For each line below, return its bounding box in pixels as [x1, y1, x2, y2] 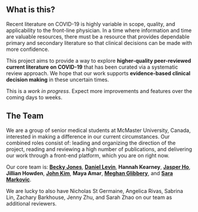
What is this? [6, 5, 56, 15]
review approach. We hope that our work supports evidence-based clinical [6, 69, 191, 76]
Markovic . [6, 176, 31, 183]
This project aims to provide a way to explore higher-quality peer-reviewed [6, 57, 191, 64]
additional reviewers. [6, 200, 57, 207]
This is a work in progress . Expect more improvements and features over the [6, 87, 193, 94]
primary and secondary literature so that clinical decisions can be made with [6, 39, 192, 46]
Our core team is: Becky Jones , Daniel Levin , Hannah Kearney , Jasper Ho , [6, 163, 191, 171]
